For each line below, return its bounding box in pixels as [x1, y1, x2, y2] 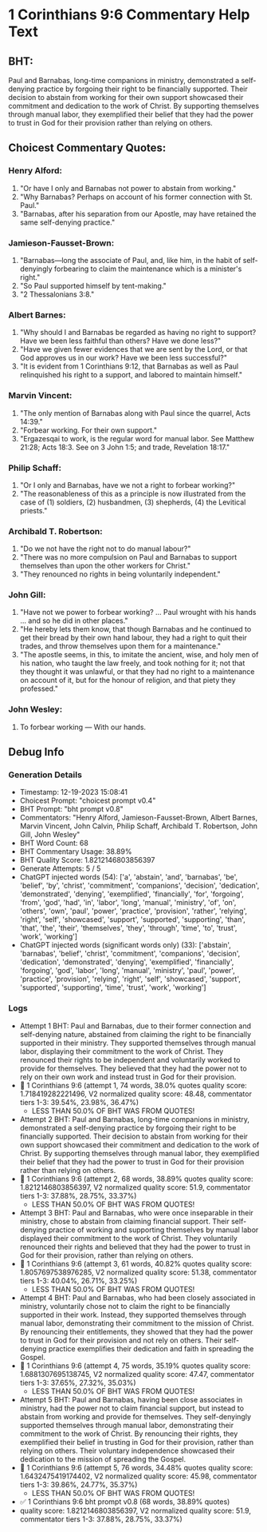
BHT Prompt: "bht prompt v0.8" [19, 804, 124, 814]
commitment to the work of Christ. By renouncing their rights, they [19, 1429, 238, 1438]
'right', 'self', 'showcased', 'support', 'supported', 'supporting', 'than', [19, 915, 245, 924]
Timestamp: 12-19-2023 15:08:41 [19, 788, 128, 797]
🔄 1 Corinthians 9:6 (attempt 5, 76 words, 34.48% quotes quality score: [19, 1462, 253, 1472]
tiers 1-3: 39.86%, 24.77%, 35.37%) [19, 1479, 138, 1489]
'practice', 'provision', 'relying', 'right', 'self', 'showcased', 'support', [19, 974, 241, 984]
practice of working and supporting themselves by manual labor [48, 1225, 259, 1235]
